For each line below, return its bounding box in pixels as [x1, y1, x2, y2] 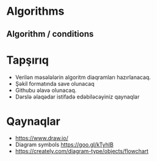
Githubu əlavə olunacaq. [15, 86, 77, 94]
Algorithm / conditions [6, 29, 94, 39]
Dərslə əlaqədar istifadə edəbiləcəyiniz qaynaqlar [15, 93, 140, 100]
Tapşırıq [6, 53, 49, 67]
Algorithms [6, 4, 65, 18]
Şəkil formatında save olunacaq [15, 80, 95, 87]
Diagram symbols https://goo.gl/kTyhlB [15, 141, 114, 148]
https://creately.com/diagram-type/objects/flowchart [15, 148, 148, 155]
